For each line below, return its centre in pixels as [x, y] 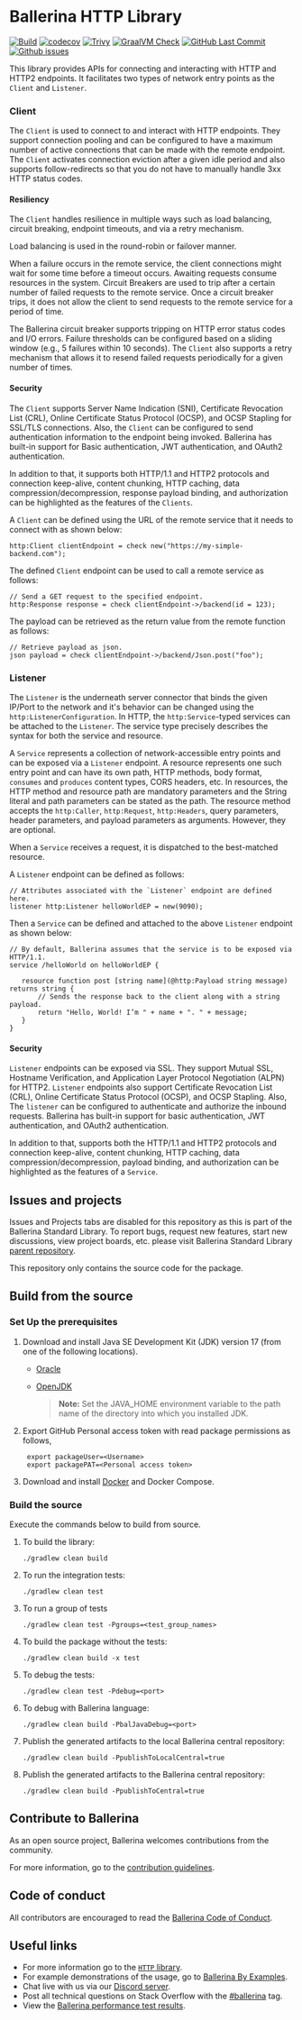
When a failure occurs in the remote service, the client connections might [146, 264]
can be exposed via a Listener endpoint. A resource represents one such [146, 763]
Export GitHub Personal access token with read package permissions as [156, 1430]
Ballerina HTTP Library [96, 17]
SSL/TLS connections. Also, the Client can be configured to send [132, 427]
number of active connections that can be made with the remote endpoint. [147, 150]
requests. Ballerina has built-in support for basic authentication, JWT [137, 1116]
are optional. [32, 829]
